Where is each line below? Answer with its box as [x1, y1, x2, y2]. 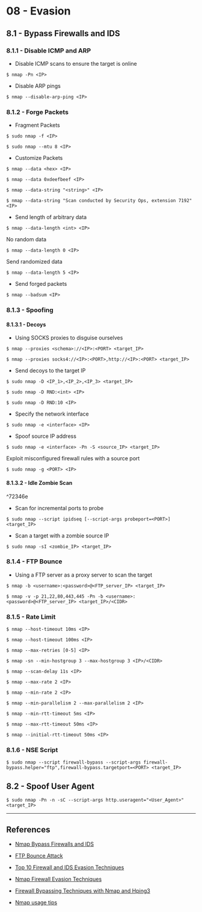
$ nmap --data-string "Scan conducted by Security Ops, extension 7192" [6, 198, 192, 204]
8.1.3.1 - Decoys [6, 321, 46, 328]
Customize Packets [14, 154, 63, 162]
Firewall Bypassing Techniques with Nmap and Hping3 [14, 887, 150, 895]
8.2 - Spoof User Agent [6, 781, 95, 791]
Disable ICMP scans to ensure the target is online [14, 60, 137, 67]
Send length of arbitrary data [14, 214, 87, 221]
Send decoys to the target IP [14, 367, 86, 375]
